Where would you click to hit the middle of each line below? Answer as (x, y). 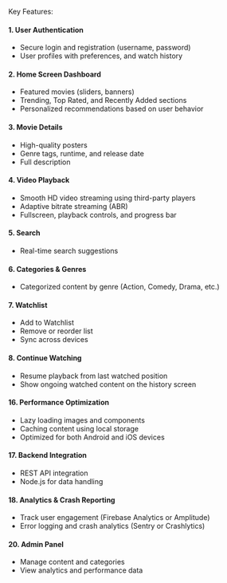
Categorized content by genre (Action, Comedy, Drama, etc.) (120, 287)
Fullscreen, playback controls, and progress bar (98, 215)
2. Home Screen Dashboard (55, 74)
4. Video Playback (39, 180)
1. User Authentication (46, 30)
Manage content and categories (72, 562)
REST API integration (54, 473)
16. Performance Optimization (59, 403)
